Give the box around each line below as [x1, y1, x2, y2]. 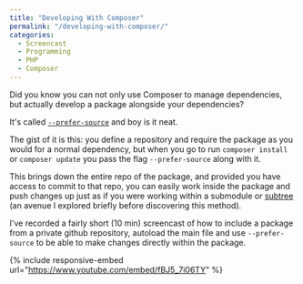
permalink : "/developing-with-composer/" [9, 22, 169, 31]
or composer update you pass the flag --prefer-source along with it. [9, 153, 261, 164]
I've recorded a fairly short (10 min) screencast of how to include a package [9, 218, 294, 228]
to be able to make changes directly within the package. [35, 237, 247, 248]
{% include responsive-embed [9, 254, 125, 265]
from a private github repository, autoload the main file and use [9, 227, 246, 238]
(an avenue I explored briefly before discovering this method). [9, 199, 242, 210]
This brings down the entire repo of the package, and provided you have [9, 170, 281, 182]
